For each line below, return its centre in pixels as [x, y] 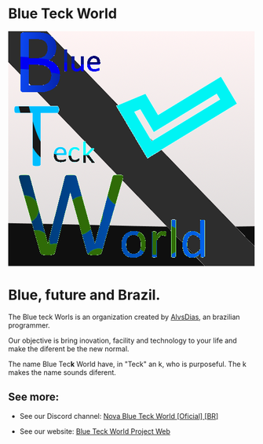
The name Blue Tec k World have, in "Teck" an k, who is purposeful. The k [128, 364]
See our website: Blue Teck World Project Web [95, 431]
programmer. [29, 325]
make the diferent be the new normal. [69, 349]
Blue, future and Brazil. [84, 295]
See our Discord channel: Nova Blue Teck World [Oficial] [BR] [119, 416]
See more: [34, 397]
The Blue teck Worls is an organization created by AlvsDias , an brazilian [124, 317]
